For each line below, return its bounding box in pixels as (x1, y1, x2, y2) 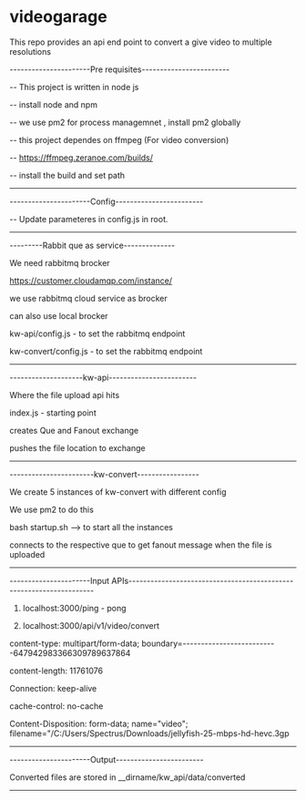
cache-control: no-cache (9, 700, 104, 712)
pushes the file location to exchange (9, 442, 146, 453)
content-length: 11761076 (9, 665, 103, 676)
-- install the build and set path (9, 169, 126, 180)
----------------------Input (9, 575, 110, 586)
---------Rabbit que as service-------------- (9, 240, 176, 251)
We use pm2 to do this (9, 504, 94, 515)
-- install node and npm (9, 98, 98, 110)
